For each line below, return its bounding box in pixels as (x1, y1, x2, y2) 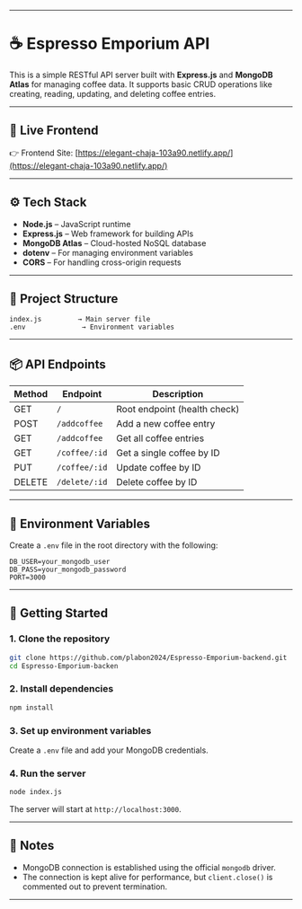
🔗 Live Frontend (9, 123, 99, 138)
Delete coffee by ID (116, 476, 198, 489)
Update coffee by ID (116, 462, 201, 474)
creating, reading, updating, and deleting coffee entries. (9, 88, 217, 99)
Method (13, 388, 49, 401)
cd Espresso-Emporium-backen (9, 661, 119, 670)
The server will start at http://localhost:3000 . (9, 804, 182, 815)
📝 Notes (9, 838, 55, 853)
